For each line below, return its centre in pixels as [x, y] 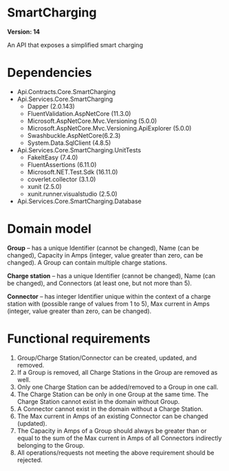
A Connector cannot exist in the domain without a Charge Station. [110, 409]
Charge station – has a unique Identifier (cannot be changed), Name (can [111, 275]
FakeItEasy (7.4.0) [53, 157]
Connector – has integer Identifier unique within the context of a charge [109, 296]
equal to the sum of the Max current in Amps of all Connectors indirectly [119, 438]
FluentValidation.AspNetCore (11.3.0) [79, 113]
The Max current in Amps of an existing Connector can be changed [112, 416]
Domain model [49, 229]
